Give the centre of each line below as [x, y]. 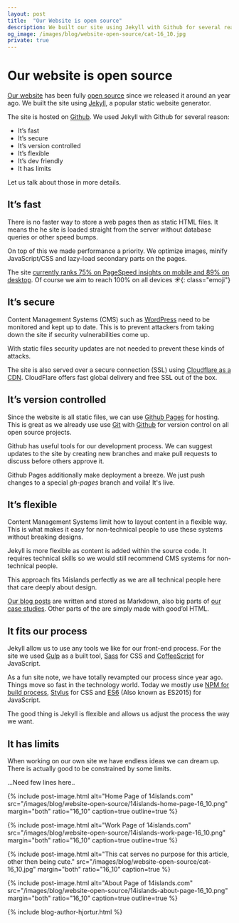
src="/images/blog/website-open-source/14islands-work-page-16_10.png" [117, 832]
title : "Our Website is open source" [65, 21]
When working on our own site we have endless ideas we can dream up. [114, 760]
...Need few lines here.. [41, 782]
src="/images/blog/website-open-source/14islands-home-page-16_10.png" [118, 803]
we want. [21, 721]
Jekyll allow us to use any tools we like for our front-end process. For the [115, 649]
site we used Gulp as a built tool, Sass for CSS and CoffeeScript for [106, 656]
